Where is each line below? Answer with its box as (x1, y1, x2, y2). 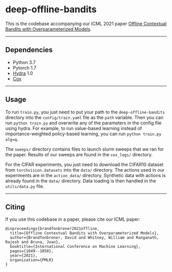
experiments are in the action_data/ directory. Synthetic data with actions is (5, 172, 166, 178)
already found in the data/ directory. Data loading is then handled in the (5, 178, 156, 184)
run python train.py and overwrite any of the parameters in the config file (5, 119, 162, 126)
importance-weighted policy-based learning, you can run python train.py (5, 131, 162, 137)
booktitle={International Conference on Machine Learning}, (10, 244, 141, 249)
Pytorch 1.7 (12, 65, 37, 71)
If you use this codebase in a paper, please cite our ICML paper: (5, 216, 141, 222)
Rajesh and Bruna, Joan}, (5, 240, 60, 245)
